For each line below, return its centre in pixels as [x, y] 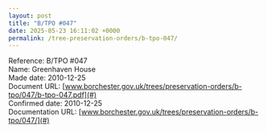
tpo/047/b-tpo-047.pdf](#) [53, 95]
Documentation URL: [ [45, 112]
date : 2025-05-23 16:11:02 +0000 [64, 30]
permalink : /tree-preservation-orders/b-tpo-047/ [93, 38]
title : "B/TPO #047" [43, 23]
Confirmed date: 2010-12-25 [55, 103]
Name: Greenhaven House [52, 70]
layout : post [30, 16]
